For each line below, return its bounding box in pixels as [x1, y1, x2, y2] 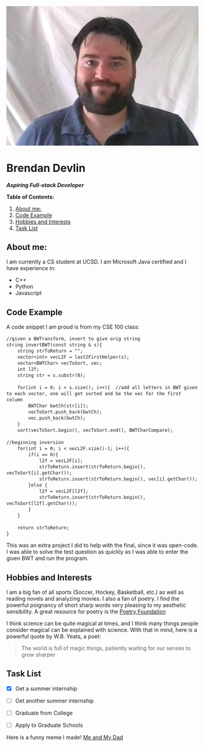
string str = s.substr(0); [17, 373, 86, 379]
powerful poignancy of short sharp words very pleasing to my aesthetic [6, 601, 186, 609]
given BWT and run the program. [6, 555, 89, 562]
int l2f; [17, 366, 40, 373]
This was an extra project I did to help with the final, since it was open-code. [6, 541, 198, 549]
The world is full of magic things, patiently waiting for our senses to [21, 644, 191, 652]
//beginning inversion [6, 440, 64, 446]
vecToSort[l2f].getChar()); [6, 501, 78, 507]
